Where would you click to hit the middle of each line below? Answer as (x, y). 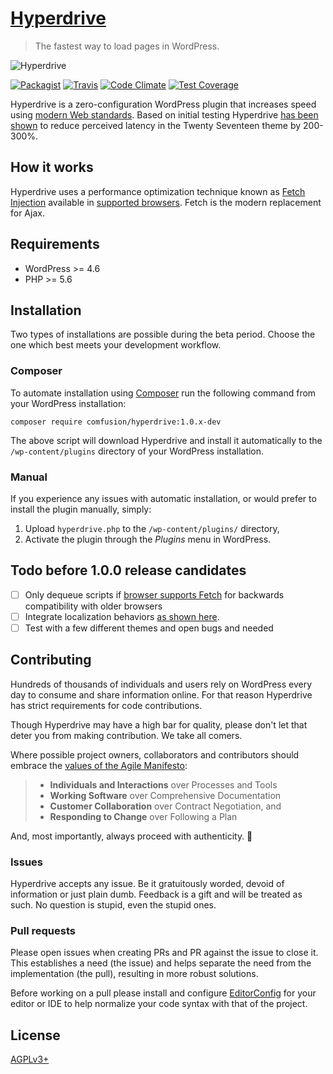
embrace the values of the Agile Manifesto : (99, 765)
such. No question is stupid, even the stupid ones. (113, 905)
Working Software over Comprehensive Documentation (165, 795)
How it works (52, 167)
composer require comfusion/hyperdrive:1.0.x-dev (116, 422)
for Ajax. (27, 213)
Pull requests (43, 930)
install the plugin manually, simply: (81, 509)
